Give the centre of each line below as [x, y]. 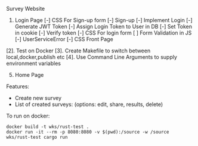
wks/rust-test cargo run [37, 137]
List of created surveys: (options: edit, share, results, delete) [89, 104]
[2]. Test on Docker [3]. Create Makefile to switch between [78, 51]
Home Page [29, 75]
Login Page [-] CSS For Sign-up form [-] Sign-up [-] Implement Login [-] [103, 20]
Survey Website [26, 9]
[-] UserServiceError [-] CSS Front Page [64, 39]
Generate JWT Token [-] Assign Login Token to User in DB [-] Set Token [103, 27]
